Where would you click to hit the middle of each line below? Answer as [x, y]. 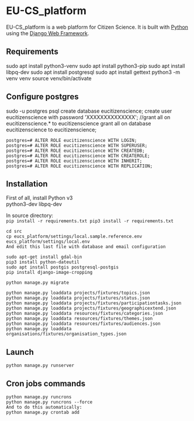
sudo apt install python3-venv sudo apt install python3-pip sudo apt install [96, 66]
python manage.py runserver [40, 366]
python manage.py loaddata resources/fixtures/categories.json [85, 314]
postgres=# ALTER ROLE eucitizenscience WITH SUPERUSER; [77, 145]
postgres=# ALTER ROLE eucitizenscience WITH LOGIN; [72, 140]
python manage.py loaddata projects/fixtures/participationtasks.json [94, 303]
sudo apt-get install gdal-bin [44, 257]
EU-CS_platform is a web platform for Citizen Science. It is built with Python [97, 27]
